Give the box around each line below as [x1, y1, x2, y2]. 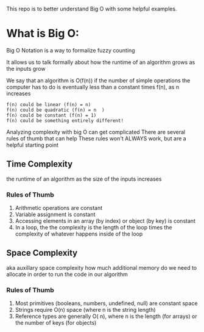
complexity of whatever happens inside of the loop [15, 230, 143, 237]
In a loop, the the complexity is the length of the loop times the [15, 224, 172, 231]
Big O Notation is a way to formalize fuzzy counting [6, 46, 135, 54]
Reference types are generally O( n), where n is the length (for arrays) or [15, 312, 197, 320]
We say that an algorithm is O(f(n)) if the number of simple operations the [6, 76, 191, 84]
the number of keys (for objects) [15, 319, 97, 327]
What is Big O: [6, 27, 79, 40]
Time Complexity [6, 159, 73, 170]
